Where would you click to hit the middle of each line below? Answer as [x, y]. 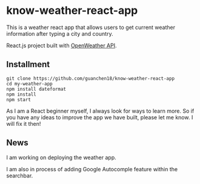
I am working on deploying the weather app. [61, 157]
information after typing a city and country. [60, 33]
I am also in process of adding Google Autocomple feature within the [92, 169]
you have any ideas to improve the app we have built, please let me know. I [100, 117]
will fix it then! [24, 123]
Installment [28, 64]
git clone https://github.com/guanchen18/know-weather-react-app [90, 78]
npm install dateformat [36, 89]
